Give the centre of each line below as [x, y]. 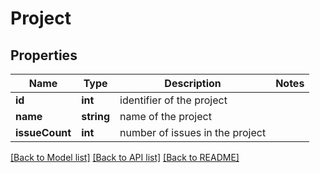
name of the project [165, 116]
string [95, 116]
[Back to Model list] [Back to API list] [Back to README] [125, 157]
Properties [44, 55]
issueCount [43, 132]
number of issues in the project [193, 132]
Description [193, 83]
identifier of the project [173, 100]
